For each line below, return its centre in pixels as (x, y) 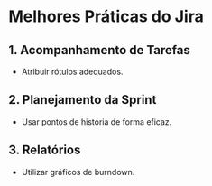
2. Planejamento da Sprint (83, 100)
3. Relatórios (45, 150)
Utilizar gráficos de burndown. (78, 172)
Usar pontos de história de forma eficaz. (97, 121)
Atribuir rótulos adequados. (72, 71)
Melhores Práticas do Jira (106, 17)
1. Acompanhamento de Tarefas (99, 50)
